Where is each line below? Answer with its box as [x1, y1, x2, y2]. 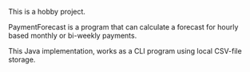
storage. [8, 55, 36, 64]
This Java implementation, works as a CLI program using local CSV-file [8, 46, 242, 55]
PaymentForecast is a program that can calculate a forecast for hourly [8, 22, 239, 31]
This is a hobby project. [8, 7, 86, 16]
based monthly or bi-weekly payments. [8, 31, 137, 40]
